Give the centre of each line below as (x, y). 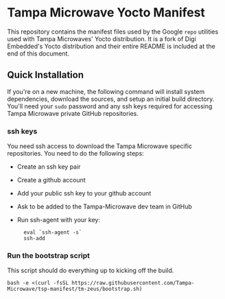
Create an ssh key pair (49, 167)
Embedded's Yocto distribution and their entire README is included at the (111, 46)
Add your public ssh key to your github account (84, 193)
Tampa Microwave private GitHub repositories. (73, 113)
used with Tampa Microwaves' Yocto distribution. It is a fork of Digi (102, 38)
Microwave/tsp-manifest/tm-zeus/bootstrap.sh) (75, 289)
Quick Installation (46, 75)
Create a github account (51, 180)
